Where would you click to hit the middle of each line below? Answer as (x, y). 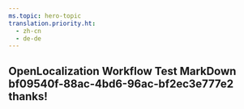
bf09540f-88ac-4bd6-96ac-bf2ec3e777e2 (121, 84)
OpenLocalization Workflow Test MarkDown (122, 71)
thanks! (28, 96)
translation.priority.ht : (52, 23)
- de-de (29, 38)
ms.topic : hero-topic (45, 16)
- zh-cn (29, 31)
